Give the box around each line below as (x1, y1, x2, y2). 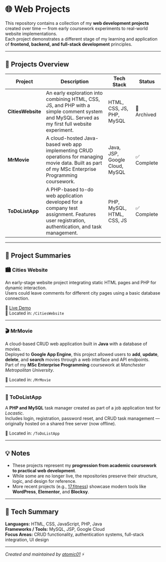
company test (46, 204, 78, 211)
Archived (135, 111, 157, 118)
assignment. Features (46, 210, 96, 217)
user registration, (46, 217, 85, 224)
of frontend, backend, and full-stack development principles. (5, 41, 132, 47)
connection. (5, 296, 30, 302)
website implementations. (5, 31, 58, 37)
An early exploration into (46, 89, 103, 96)
